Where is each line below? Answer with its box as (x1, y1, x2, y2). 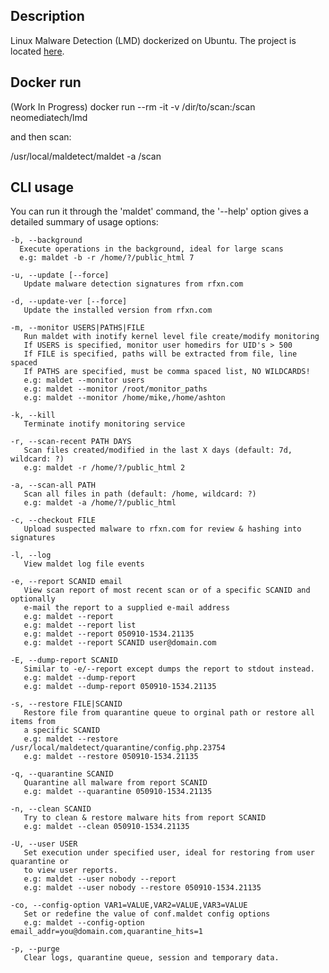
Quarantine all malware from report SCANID (23, 778, 208, 788)
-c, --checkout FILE (10, 515, 97, 526)
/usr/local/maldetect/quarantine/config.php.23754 (10, 743, 226, 753)
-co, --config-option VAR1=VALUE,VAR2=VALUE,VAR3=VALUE (10, 900, 248, 911)
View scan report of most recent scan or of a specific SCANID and (23, 585, 311, 596)
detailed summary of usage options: (10, 216, 159, 228)
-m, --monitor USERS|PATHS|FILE (10, 323, 145, 333)
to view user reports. (23, 865, 118, 876)
